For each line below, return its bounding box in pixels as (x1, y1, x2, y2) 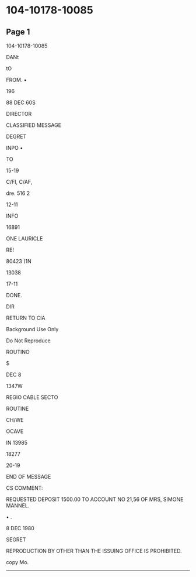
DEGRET (6, 133, 27, 140)
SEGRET (6, 536, 26, 543)
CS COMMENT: (6, 485, 43, 492)
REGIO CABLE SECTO (6, 394, 58, 401)
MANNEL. (6, 502, 30, 509)
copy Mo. (6, 559, 29, 565)
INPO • (6, 145, 23, 151)
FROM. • (6, 77, 27, 83)
